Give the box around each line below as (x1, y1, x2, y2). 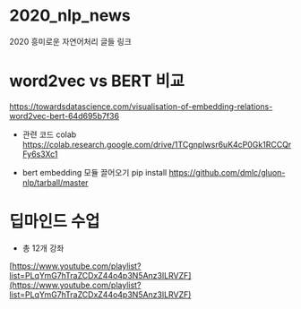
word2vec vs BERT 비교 (9, 71, 185, 91)
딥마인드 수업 (9, 211, 100, 232)
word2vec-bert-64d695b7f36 (9, 110, 119, 121)
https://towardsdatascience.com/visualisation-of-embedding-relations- (9, 100, 273, 112)
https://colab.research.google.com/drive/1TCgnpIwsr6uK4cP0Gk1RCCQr (21, 139, 292, 150)
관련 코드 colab (21, 129, 77, 140)
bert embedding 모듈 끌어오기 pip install (21, 167, 168, 177)
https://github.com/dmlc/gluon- (168, 167, 286, 177)
